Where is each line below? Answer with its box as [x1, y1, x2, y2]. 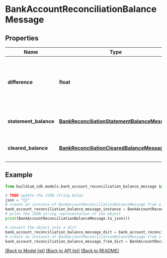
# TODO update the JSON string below [5, 193, 83, 198]
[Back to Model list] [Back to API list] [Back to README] [5, 248, 119, 254]
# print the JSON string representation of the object [5, 211, 121, 217]
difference [7, 79, 33, 86]
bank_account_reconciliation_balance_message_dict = [5, 230, 117, 235]
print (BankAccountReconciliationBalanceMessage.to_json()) [5, 216, 130, 221]
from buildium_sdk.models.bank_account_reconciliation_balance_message [5, 184, 157, 189]
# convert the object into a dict [5, 225, 77, 230]
